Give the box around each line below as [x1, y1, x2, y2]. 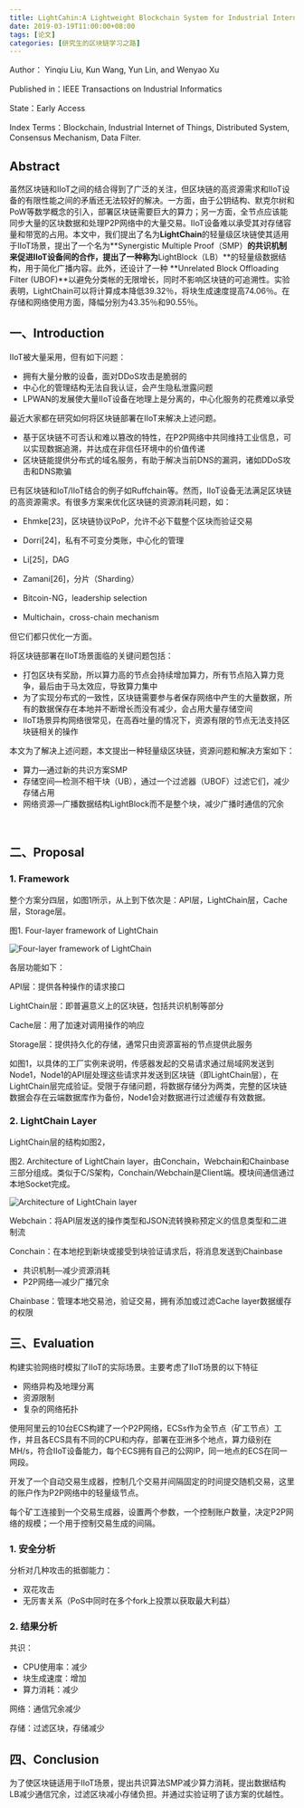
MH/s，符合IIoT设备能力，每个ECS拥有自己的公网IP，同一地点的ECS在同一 [9, 1445, 288, 1456]
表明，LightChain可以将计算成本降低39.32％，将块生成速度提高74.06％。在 [9, 286, 290, 297]
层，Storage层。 [9, 906, 71, 917]
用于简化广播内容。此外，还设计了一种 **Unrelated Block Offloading [24, 263, 279, 274]
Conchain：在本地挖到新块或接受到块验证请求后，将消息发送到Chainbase [9, 1245, 283, 1256]
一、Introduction [9, 326, 105, 341]
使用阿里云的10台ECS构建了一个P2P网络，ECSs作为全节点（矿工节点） [9, 1423, 274, 1433]
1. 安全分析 [9, 1542, 56, 1555]
